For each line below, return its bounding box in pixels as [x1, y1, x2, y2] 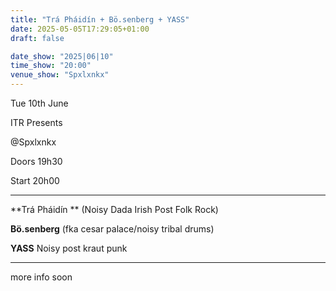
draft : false [10, 33, 65, 43]
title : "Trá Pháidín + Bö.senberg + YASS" [10, 14, 190, 25]
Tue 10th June [10, 97, 69, 109]
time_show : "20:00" [10, 61, 92, 71]
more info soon [10, 271, 73, 283]
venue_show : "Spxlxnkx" [10, 70, 110, 80]
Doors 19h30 [10, 156, 63, 167]
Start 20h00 [10, 175, 60, 186]
